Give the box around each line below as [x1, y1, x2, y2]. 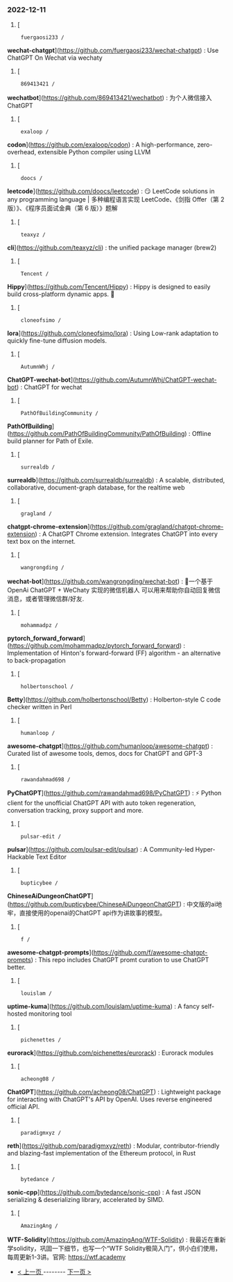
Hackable [7, 853, 35, 861]
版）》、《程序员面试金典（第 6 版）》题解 [7, 204, 118, 213]
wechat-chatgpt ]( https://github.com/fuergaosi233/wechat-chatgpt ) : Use [7, 47, 219, 55]
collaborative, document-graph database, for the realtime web [7, 483, 185, 492]
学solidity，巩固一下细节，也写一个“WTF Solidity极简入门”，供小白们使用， [7, 1244, 222, 1253]
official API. [7, 1103, 40, 1111]
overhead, [7, 148, 37, 156]
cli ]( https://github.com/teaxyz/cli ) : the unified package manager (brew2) [7, 243, 217, 252]
